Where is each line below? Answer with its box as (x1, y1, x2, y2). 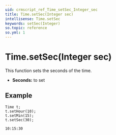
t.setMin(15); (5, 113, 34, 118)
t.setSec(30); (5, 117, 34, 122)
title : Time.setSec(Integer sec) (5, 12, 74, 17)
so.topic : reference (5, 26, 48, 31)
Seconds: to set (12, 77, 45, 83)
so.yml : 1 (5, 30, 26, 35)
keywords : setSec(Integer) (5, 21, 60, 26)
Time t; (5, 104, 21, 109)
